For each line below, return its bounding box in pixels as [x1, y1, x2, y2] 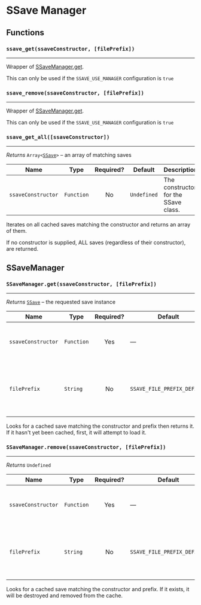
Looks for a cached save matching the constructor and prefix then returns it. [6, 422, 194, 430]
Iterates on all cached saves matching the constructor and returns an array [6, 221, 191, 228]
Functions [6, 28, 45, 38]
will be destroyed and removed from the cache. [6, 592, 123, 599]
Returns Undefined [6, 461, 51, 469]
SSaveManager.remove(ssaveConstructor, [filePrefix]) [6, 444, 166, 451]
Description [163, 166, 198, 174]
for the [163, 191, 182, 199]
